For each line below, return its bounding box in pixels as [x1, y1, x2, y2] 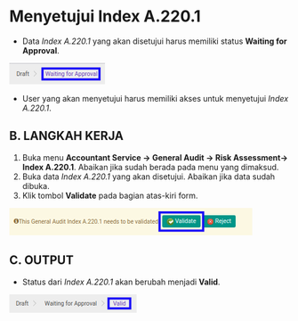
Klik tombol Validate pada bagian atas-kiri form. [21, 190, 198, 201]
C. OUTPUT [9, 252, 74, 268]
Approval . [21, 45, 60, 55]
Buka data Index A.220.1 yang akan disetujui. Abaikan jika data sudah [21, 171, 276, 182]
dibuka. [21, 180, 51, 191]
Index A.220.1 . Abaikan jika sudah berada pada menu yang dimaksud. [21, 161, 279, 172]
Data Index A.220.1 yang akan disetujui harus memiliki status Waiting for [21, 36, 287, 46]
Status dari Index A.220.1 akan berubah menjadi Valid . [21, 276, 221, 287]
